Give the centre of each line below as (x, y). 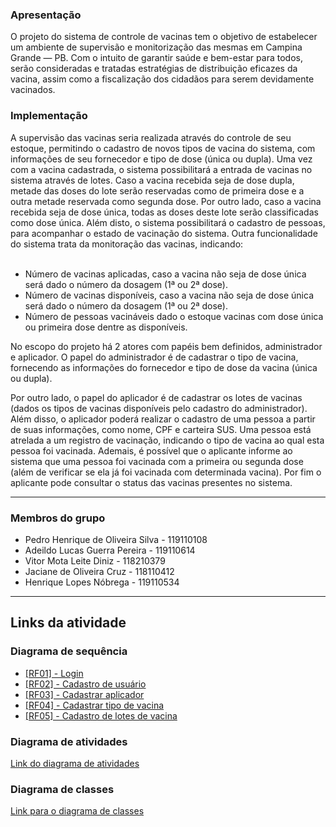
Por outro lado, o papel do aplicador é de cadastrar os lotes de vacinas (156, 397)
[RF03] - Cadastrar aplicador (84, 694)
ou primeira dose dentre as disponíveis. (106, 327)
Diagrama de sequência (69, 651)
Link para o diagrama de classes (77, 811)
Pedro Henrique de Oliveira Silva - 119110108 (116, 539)
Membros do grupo (58, 518)
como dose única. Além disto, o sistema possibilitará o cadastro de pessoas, (168, 222)
